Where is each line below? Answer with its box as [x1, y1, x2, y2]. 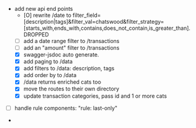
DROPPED [23, 31, 49, 38]
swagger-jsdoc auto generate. [23, 51, 99, 58]
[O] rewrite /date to [23, 12, 72, 19]
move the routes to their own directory [23, 85, 119, 93]
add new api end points [14, 5, 73, 12]
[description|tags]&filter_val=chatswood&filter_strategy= [23, 18, 165, 25]
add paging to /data [23, 58, 73, 66]
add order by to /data [23, 72, 77, 79]
